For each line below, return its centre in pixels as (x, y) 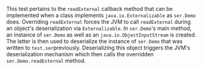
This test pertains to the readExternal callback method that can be (90, 9)
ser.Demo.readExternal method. (46, 61)
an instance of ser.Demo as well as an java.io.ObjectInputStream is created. (101, 35)
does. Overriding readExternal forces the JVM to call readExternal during (99, 22)
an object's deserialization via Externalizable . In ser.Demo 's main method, (99, 28)
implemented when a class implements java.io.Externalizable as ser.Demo (101, 15)
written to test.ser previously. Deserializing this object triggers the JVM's (98, 48)
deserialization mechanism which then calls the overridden (80, 54)
